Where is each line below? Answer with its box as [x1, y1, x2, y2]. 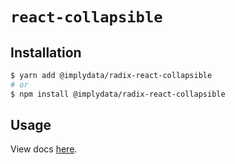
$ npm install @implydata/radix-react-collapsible [10, 89, 226, 99]
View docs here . [10, 143, 78, 155]
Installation [10, 44, 82, 61]
